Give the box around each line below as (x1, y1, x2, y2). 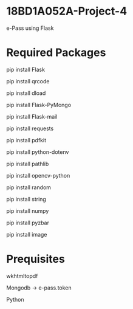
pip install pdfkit (6, 136, 47, 144)
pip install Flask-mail (6, 113, 58, 120)
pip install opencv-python (6, 172, 70, 179)
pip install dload (6, 89, 46, 97)
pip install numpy (6, 207, 49, 214)
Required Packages (6, 46, 106, 60)
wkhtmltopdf (6, 272, 38, 279)
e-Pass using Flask (6, 24, 54, 32)
